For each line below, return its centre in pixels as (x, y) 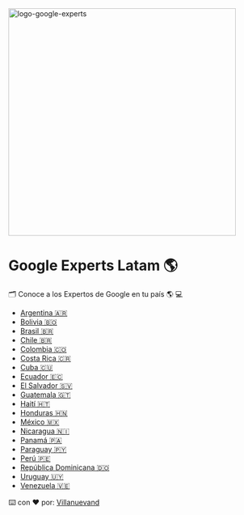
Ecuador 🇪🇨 (41, 376)
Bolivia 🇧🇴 (38, 322)
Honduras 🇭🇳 (44, 412)
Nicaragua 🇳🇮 (45, 431)
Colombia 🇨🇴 (43, 349)
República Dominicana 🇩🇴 (65, 467)
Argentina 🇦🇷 (44, 312)
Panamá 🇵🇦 (41, 440)
